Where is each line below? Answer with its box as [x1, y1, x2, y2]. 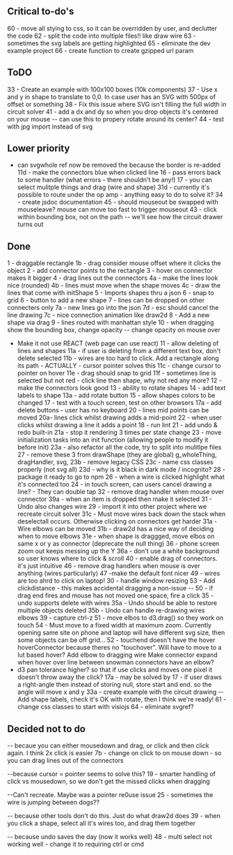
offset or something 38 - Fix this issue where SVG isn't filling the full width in [7, 100, 227, 108]
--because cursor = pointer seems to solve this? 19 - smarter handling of [7, 770, 216, 778]
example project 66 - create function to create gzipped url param [7, 46, 194, 54]
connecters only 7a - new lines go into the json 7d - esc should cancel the [7, 304, 219, 312]
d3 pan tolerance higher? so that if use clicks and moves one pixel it [17, 666, 213, 674]
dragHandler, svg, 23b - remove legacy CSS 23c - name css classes [17, 458, 214, 466]
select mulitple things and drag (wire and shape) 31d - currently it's [17, 183, 210, 191]
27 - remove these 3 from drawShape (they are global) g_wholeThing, [17, 450, 217, 459]
